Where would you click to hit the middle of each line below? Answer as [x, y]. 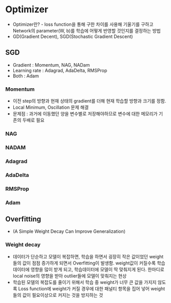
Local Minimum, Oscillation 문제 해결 [51, 107]
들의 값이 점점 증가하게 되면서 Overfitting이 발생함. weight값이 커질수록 [84, 263]
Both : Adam [26, 76]
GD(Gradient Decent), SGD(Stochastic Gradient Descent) [73, 36]
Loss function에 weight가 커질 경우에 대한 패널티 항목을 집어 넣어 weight [92, 289]
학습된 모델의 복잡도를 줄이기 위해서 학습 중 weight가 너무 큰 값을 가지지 [84, 282]
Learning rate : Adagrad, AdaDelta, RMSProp [60, 70]
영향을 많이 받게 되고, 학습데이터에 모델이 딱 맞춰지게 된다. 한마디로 [98, 269]
